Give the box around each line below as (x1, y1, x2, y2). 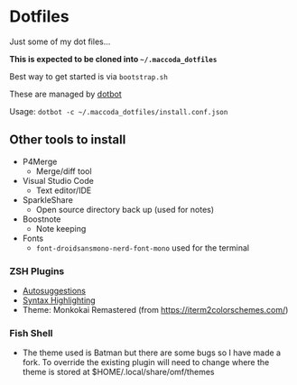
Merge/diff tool (35, 165, 92, 177)
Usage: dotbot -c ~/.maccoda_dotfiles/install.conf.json (9, 105, 228, 116)
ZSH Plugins (9, 264, 65, 277)
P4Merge (22, 156, 58, 167)
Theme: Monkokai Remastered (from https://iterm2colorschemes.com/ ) (22, 305, 289, 316)
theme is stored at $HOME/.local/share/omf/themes (22, 367, 215, 378)
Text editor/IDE (35, 185, 92, 196)
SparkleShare (22, 194, 74, 205)
